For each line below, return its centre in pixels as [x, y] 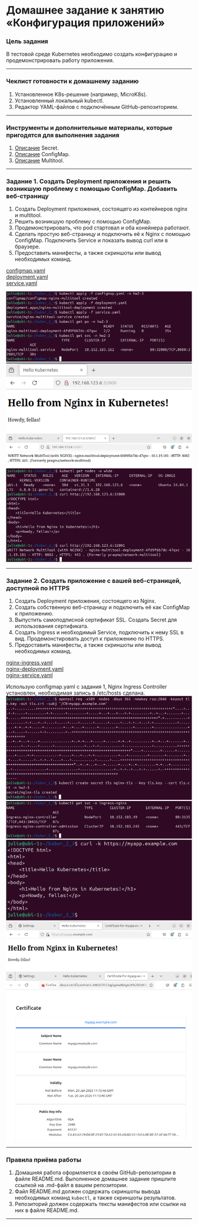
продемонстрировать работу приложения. [60, 60]
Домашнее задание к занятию [85, 10]
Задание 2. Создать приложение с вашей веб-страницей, [94, 581]
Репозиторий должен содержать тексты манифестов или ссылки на [100, 1204]
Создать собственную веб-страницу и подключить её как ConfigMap [102, 607]
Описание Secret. [37, 148]
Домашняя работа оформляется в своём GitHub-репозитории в [95, 1173]
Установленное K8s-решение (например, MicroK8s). [81, 94]
